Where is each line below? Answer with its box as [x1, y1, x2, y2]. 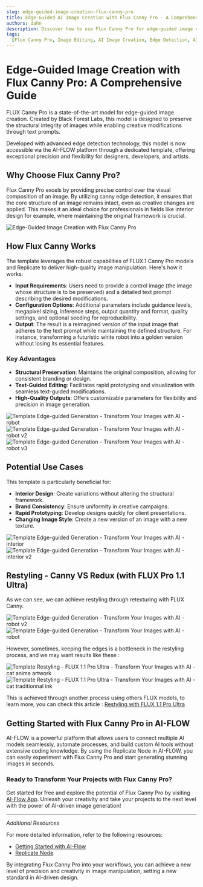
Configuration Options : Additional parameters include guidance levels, [14, 301, 192, 309]
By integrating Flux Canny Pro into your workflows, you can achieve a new [6, 860, 192, 868]
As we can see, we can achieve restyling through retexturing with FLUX [6, 596, 184, 603]
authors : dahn [6, 20, 42, 26]
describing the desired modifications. [14, 295, 108, 302]
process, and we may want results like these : [6, 652, 120, 659]
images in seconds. [6, 760, 55, 767]
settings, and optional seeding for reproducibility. [14, 314, 138, 321]
